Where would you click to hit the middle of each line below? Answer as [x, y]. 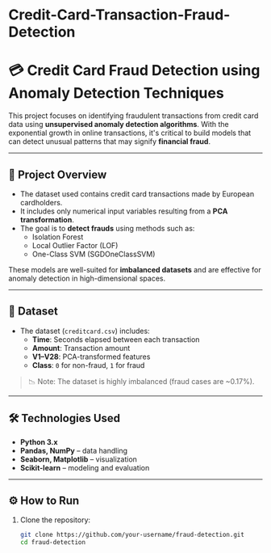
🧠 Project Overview [58, 174]
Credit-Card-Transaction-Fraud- [119, 15]
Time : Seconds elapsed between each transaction [116, 339]
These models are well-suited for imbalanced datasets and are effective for [135, 269]
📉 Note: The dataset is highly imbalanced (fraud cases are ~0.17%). [141, 381]
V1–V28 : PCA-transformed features [91, 357]
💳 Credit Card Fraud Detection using [134, 71]
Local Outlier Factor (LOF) [75, 245]
